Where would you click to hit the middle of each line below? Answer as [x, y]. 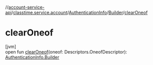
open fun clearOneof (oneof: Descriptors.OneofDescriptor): [66, 51]
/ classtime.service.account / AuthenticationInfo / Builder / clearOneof [80, 12]
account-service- [26, 7]
